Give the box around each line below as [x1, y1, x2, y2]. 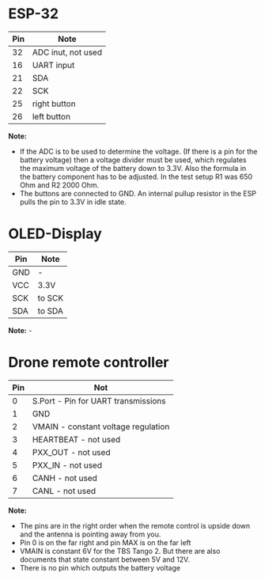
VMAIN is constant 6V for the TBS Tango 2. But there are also [19, 546, 221, 555]
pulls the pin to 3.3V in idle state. [19, 197, 127, 207]
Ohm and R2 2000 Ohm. [19, 180, 100, 190]
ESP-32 [8, 5, 59, 23]
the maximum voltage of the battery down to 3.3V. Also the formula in [19, 163, 247, 172]
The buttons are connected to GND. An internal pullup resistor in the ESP [19, 188, 257, 198]
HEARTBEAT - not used [32, 434, 121, 445]
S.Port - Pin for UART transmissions [32, 395, 166, 406]
